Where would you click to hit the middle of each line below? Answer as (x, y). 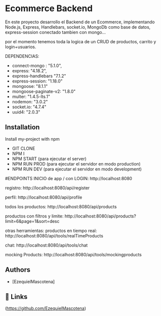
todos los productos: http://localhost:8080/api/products (61, 206)
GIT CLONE (24, 148)
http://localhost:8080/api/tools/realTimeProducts (54, 235)
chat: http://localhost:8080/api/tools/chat (46, 245)
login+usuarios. (21, 47)
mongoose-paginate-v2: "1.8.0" (44, 91)
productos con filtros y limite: (35, 216)
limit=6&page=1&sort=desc (32, 221)
